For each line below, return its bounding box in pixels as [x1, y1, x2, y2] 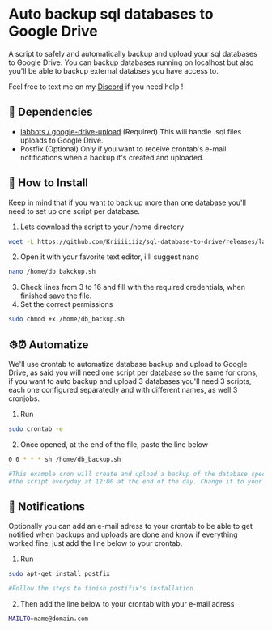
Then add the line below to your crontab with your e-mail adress [19, 599, 235, 609]
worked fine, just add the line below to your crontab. [8, 538, 183, 548]
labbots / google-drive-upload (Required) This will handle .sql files [19, 126, 242, 136]
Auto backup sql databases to [8, 5, 214, 23]
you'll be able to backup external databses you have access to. [8, 66, 219, 75]
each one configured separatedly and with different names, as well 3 [8, 385, 238, 394]
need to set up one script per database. [8, 206, 140, 215]
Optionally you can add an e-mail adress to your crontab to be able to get [8, 521, 253, 531]
